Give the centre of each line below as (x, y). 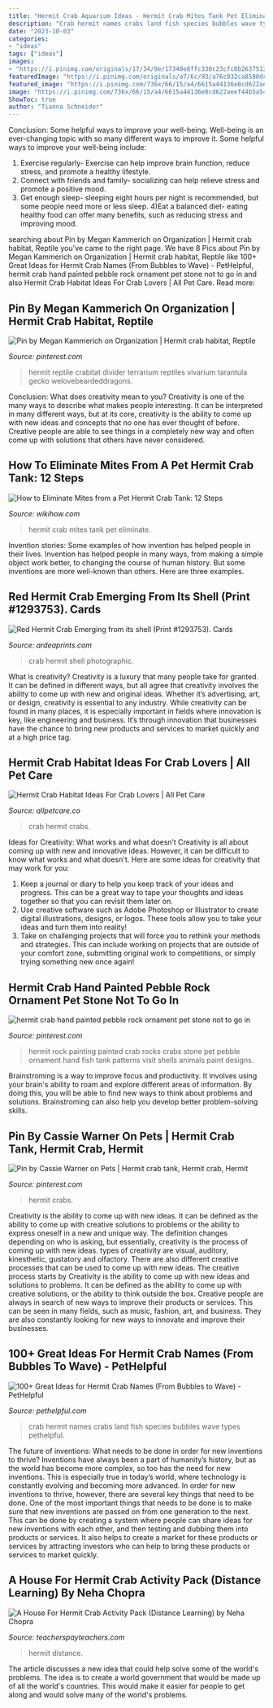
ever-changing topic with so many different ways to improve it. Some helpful (136, 138)
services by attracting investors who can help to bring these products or (129, 1546)
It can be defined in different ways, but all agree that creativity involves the (134, 685)
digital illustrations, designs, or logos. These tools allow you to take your (141, 919)
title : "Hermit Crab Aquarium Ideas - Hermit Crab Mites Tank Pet (123, 16)
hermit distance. (56, 1653)
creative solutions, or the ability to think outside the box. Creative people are (136, 1293)
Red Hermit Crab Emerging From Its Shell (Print (129, 597)
